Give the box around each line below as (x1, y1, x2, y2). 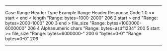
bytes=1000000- (106, 20, 142, 26)
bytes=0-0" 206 (5, 36, 39, 42)
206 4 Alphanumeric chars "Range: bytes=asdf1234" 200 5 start (27, 25, 160, 31)
